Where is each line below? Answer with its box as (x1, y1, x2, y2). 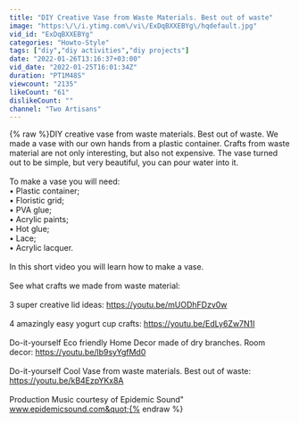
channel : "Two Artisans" (9, 104, 102, 113)
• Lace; (9, 233, 37, 244)
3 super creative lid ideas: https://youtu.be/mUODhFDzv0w (9, 300, 228, 311)
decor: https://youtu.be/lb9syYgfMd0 (9, 347, 146, 358)
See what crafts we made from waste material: (9, 280, 180, 291)
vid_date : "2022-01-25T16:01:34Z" (9, 63, 138, 72)
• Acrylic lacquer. (9, 243, 74, 253)
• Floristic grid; (9, 195, 65, 206)
